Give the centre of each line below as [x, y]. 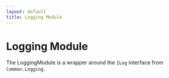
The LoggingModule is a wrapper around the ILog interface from [85, 63]
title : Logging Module [34, 17]
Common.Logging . [26, 69]
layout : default [26, 12]
